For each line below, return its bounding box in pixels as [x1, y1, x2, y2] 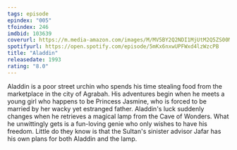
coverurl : [7, 37, 37, 44]
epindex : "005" [7, 17, 52, 24]
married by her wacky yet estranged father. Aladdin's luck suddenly [7, 104, 205, 113]
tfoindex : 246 [7, 23, 49, 30]
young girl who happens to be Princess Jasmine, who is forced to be [7, 96, 207, 106]
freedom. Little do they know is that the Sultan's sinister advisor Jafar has [7, 127, 221, 135]
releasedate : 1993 [7, 56, 61, 63]
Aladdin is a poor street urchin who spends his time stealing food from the [7, 82, 222, 90]
